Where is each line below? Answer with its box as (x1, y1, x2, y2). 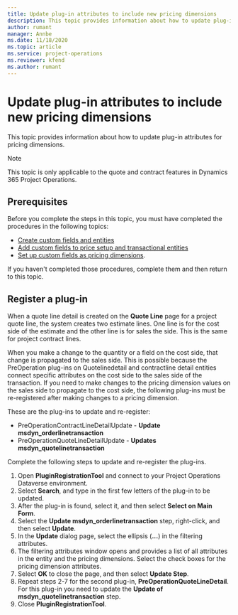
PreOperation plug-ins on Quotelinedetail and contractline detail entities (7, 363, 217, 372)
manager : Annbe (7, 30, 52, 38)
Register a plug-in (7, 293, 89, 305)
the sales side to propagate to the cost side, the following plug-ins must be (7, 386, 226, 395)
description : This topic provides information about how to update (7, 17, 211, 24)
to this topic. (7, 272, 44, 281)
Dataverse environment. (17, 479, 89, 488)
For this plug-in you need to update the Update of (17, 584, 164, 594)
